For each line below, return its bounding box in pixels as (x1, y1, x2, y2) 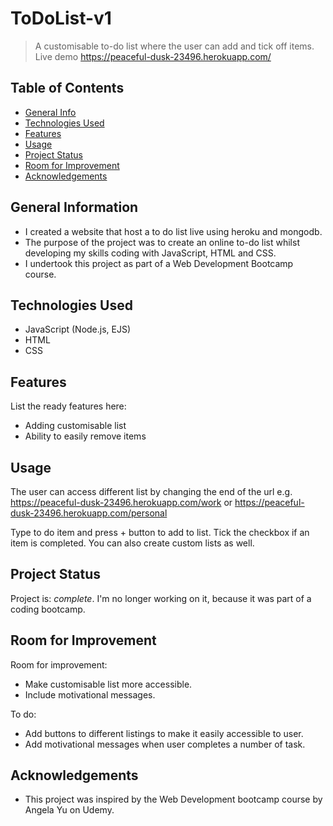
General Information (10, 199, 139, 216)
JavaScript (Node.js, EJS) (24, 323, 132, 336)
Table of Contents (10, 80, 125, 97)
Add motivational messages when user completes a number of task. (24, 738, 306, 750)
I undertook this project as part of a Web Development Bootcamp (24, 257, 294, 269)
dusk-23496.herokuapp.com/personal (10, 507, 168, 519)
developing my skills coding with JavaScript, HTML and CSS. (24, 247, 277, 259)
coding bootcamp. (10, 603, 86, 615)
